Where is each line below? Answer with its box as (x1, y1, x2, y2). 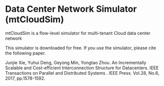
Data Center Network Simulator (5, 3, 137, 15)
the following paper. (5, 50, 46, 56)
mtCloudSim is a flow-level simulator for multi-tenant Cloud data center (5, 30, 151, 36)
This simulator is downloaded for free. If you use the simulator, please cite (5, 45, 156, 51)
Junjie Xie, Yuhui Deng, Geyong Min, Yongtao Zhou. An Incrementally (5, 59, 147, 65)
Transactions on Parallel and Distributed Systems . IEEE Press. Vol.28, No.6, (5, 70, 160, 76)
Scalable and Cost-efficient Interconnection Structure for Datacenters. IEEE (5, 65, 159, 71)
